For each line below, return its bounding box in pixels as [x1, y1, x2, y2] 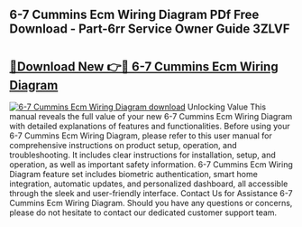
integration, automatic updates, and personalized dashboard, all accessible [9, 178, 288, 189]
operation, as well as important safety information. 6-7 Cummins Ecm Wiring [9, 159, 293, 170]
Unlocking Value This [188, 101, 267, 112]
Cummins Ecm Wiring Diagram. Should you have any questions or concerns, [9, 198, 293, 208]
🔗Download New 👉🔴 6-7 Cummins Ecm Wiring [9, 59, 279, 74]
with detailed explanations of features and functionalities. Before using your [9, 121, 290, 131]
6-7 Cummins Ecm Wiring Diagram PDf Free [9, 7, 260, 23]
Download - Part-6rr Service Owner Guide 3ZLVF [9, 22, 290, 37]
